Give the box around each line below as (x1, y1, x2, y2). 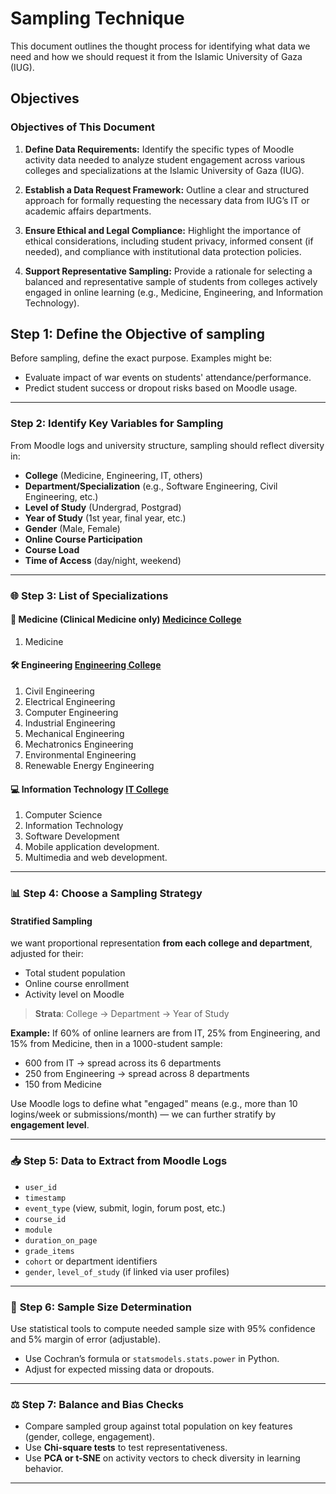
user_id (24, 1182, 57, 1192)
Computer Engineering (24, 707, 119, 719)
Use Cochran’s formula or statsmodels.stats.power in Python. (24, 1352, 280, 1364)
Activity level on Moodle (24, 988, 125, 1001)
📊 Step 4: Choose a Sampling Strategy (10, 887, 203, 901)
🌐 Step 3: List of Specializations (10, 588, 169, 602)
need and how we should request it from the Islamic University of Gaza (10, 50, 303, 62)
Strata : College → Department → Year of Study (34, 1008, 230, 1020)
